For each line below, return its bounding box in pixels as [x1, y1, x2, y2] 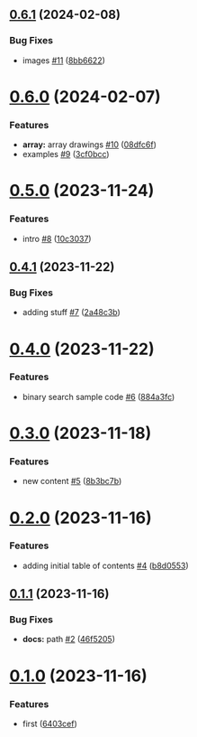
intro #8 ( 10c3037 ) [22, 233, 92, 244]
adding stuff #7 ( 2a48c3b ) [22, 307, 121, 318]
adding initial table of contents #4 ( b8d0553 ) [22, 560, 189, 571]
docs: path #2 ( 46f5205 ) [22, 634, 115, 645]
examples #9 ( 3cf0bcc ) [22, 149, 110, 160]
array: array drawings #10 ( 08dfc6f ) [22, 139, 157, 150]
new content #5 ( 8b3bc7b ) [22, 476, 122, 487]
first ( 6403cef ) [22, 718, 78, 729]
